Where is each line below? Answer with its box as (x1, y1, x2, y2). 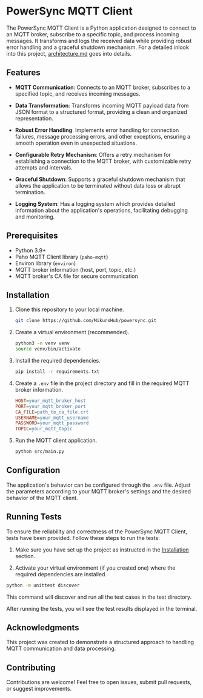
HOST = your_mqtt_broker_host (15, 398, 86, 404)
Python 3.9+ (15, 246, 47, 254)
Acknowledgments (6, 622, 80, 633)
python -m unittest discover (6, 582, 80, 588)
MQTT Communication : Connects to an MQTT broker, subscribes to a (15, 84, 191, 91)
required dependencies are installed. (15, 570, 107, 578)
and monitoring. (15, 213, 55, 220)
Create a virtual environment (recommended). (15, 329, 130, 336)
